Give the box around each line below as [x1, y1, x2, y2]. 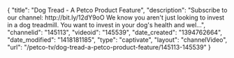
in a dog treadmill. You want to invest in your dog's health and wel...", [7, 21, 206, 29]
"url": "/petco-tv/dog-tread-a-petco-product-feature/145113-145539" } [7, 43, 212, 51]
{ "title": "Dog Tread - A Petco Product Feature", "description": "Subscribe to [7, 6, 228, 14]
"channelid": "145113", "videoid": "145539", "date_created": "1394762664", [7, 28, 222, 36]
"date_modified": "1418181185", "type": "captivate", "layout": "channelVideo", [7, 36, 228, 44]
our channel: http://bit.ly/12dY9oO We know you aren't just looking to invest [7, 13, 225, 22]
